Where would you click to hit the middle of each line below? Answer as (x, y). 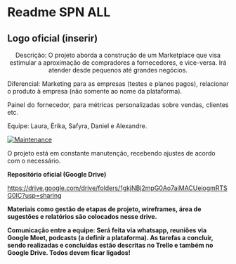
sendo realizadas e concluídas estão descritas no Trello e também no (110, 245)
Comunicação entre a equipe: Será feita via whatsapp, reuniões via (107, 230)
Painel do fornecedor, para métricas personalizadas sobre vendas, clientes (118, 105)
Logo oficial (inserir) (53, 38)
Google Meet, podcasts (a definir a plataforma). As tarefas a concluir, (110, 238)
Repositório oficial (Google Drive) (57, 174)
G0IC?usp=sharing (34, 195)
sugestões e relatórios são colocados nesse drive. (82, 216)
